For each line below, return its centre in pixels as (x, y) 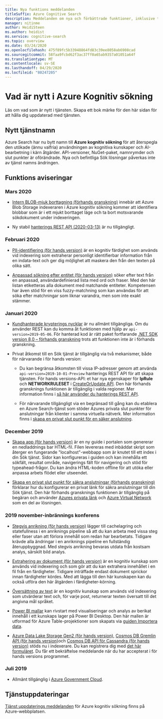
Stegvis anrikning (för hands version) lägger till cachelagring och (77, 526)
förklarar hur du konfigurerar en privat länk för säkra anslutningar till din (84, 487)
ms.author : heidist (25, 32)
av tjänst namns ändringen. (32, 162)
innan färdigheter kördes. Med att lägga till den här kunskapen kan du (81, 577)
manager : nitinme (23, 23)
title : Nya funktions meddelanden (40, 9)
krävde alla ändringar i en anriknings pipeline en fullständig (71, 541)
